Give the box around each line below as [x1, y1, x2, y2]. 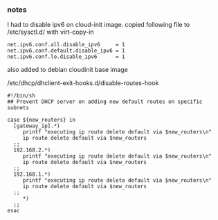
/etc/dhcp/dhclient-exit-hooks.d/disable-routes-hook [7, 79, 159, 87]
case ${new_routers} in [7, 116, 76, 124]
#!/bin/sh [7, 92, 36, 100]
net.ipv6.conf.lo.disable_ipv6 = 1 [7, 53, 126, 60]
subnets [7, 104, 30, 111]
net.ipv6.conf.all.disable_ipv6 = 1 [7, 42, 126, 48]
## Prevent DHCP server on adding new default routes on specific [7, 98, 203, 105]
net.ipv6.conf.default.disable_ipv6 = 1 [7, 47, 126, 55]
